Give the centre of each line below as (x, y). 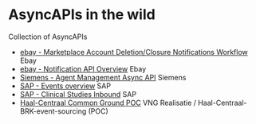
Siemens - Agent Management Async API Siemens (103, 77)
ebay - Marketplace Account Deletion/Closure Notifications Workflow (134, 52)
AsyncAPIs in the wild (82, 15)
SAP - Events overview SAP (65, 86)
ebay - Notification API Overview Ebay (83, 68)
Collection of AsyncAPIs (48, 37)
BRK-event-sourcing (53, 111)
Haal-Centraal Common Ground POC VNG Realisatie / (108, 103)
